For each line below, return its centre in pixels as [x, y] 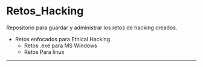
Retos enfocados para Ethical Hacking [63, 39]
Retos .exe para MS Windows [61, 45]
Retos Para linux [44, 51]
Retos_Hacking [45, 11]
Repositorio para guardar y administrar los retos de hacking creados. [92, 28]
